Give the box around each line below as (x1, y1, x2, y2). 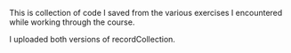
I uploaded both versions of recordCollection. (9, 34, 176, 44)
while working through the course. (9, 17, 135, 27)
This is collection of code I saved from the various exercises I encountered (9, 8, 283, 18)
